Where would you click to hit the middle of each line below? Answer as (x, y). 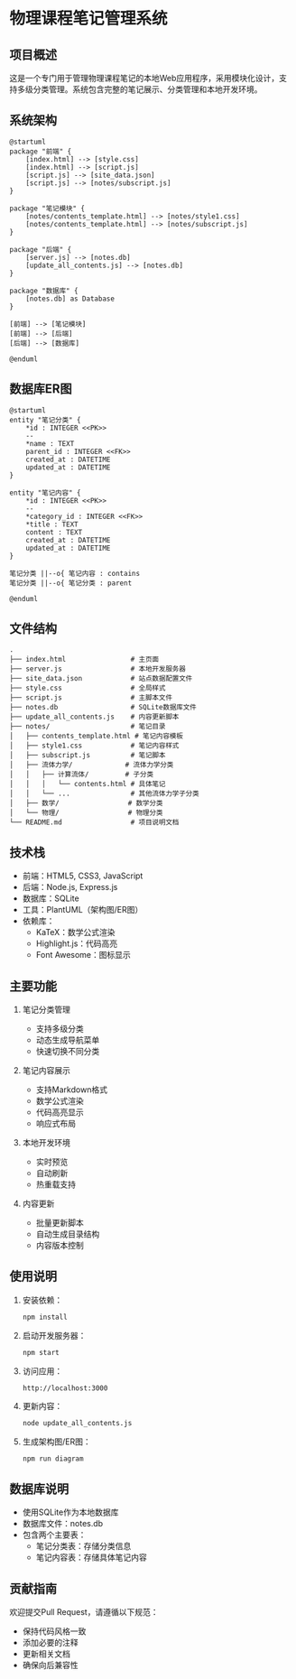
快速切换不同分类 (68, 1052)
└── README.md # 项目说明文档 (94, 822)
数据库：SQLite (51, 898)
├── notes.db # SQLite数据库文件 (103, 708)
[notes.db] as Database (70, 299)
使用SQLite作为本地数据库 (70, 1512)
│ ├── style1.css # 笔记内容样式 (94, 746)
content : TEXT (54, 532)
